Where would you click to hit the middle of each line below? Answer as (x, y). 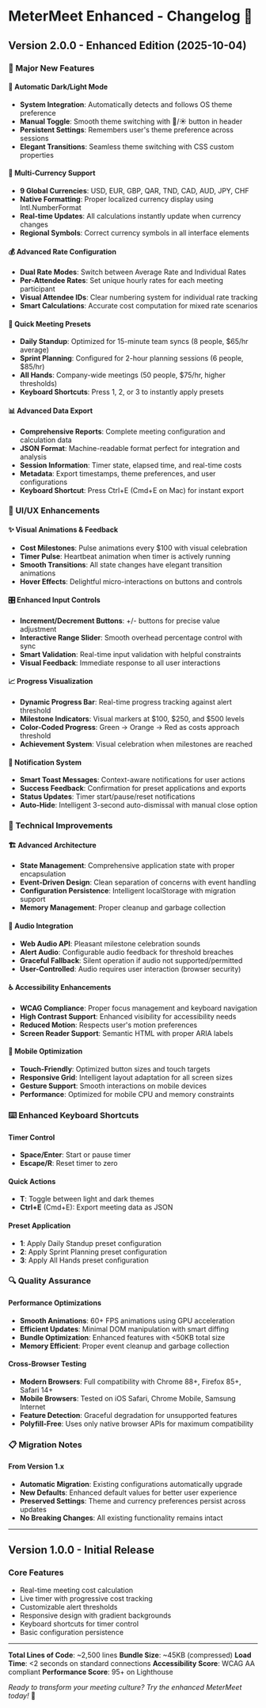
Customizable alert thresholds (68, 1607)
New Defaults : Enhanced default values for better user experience (128, 1492)
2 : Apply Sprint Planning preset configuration (93, 1251)
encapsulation (43, 874)
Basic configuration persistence (72, 1632)
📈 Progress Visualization (51, 682)
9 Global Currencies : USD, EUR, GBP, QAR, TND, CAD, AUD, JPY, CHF (134, 190)
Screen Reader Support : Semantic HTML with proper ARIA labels (126, 1033)
